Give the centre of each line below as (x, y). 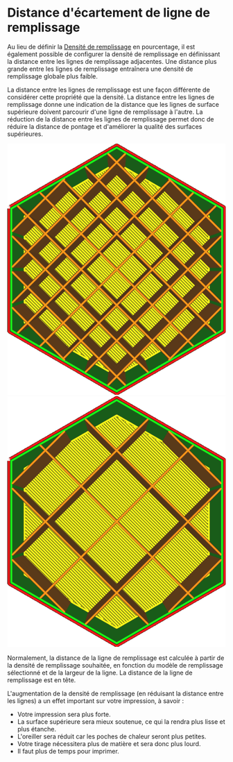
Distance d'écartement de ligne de (109, 13)
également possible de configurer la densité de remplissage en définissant (114, 54)
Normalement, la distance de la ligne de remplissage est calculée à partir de (116, 658)
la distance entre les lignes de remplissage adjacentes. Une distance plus (112, 61)
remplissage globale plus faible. (53, 76)
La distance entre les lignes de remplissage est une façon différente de (109, 90)
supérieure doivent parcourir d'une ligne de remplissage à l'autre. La (105, 112)
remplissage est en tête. (42, 680)
